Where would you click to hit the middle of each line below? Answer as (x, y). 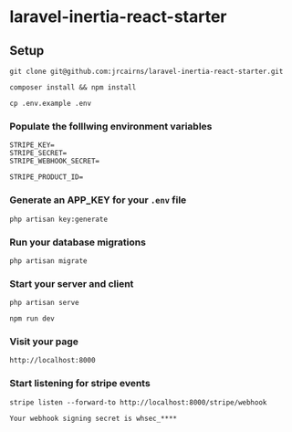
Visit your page (44, 342)
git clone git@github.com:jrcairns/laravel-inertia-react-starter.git (146, 71)
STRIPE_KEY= (32, 145)
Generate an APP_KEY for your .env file (98, 200)
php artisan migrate (49, 261)
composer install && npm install (73, 88)
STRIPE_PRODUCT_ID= (47, 177)
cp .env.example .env (51, 103)
